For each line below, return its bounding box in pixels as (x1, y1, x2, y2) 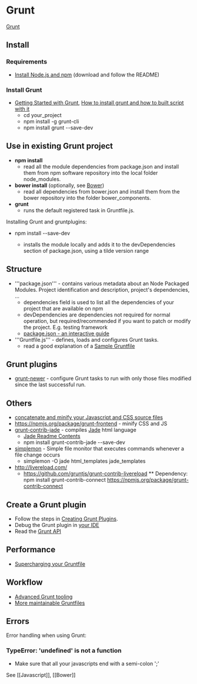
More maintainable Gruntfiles (14, 599, 85, 606)
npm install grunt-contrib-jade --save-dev (23, 439, 125, 446)
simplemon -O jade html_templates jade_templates (23, 458, 146, 465)
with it (14, 105, 30, 112)
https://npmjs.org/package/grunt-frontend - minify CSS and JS (14, 420, 168, 427)
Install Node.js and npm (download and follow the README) (14, 71, 160, 78)
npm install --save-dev (14, 229, 71, 236)
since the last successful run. (14, 381, 86, 388)
